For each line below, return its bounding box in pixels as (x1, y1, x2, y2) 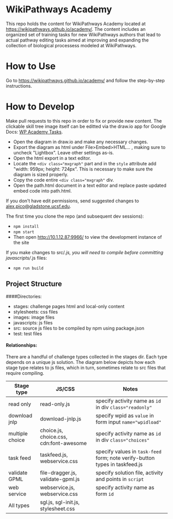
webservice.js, (40, 484, 75, 491)
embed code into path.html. (13, 187, 72, 194)
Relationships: (6, 342, 37, 349)
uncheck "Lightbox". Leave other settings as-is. (13, 149, 114, 156)
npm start (13, 229, 35, 235)
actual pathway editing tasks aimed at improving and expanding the (6, 37, 149, 43)
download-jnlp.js (40, 415, 82, 422)
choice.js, (40, 427, 63, 434)
